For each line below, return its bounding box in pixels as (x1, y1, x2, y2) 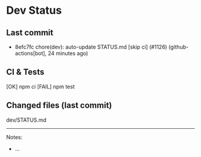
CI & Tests (6, 67, 45, 77)
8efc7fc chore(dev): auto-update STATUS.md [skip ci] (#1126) (14, 43, 167, 50)
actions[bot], (14, 50, 47, 57)
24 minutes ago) (47, 50, 89, 57)
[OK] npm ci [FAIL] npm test (6, 83, 75, 90)
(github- (168, 43, 189, 50)
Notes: (6, 133, 23, 141)
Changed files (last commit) (6, 100, 112, 111)
